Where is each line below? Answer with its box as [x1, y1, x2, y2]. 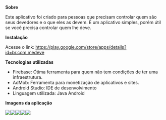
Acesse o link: [5, 44, 34, 50]
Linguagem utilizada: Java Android [12, 90, 85, 96]
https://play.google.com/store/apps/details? [35, 44, 127, 50]
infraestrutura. [12, 74, 43, 80]
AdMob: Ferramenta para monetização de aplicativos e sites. [12, 80, 139, 85]
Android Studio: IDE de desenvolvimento [12, 85, 97, 91]
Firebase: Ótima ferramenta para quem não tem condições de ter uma [12, 69, 158, 75]
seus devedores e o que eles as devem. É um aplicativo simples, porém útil [5, 20, 161, 25]
